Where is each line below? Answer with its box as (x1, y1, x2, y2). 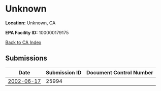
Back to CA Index (5, 39, 42, 45)
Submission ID (45, 69, 82, 76)
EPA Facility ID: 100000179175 (5, 29, 69, 35)
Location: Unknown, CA (5, 20, 56, 26)
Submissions (5, 54, 47, 63)
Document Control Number (86, 69, 153, 76)
